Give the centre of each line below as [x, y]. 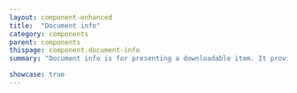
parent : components [45, 42]
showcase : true [37, 75]
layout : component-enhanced [61, 17]
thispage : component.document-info [75, 50]
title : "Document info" [55, 26]
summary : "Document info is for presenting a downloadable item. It [138, 58]
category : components [49, 34]
